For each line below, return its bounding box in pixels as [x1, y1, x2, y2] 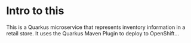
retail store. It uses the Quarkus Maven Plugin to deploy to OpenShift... [6, 29, 180, 37]
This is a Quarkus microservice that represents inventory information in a [6, 24, 186, 31]
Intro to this [6, 4, 64, 18]
